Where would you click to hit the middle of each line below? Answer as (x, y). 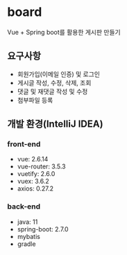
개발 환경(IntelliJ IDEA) (55, 124)
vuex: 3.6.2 (33, 182)
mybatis (28, 236)
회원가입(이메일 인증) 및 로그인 (59, 74)
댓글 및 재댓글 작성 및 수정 (52, 91)
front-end (24, 144)
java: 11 (27, 222)
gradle (26, 244)
